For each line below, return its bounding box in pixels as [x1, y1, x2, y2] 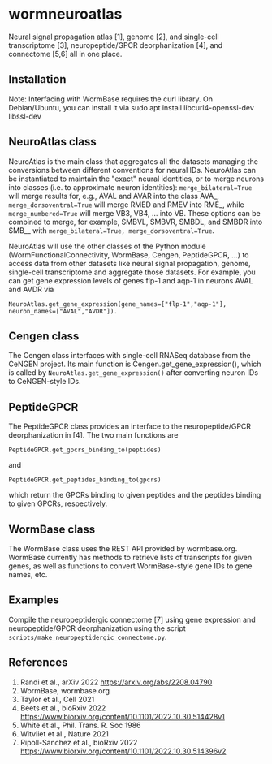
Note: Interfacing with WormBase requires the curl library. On [8, 94, 214, 104]
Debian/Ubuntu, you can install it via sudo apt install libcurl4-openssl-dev [8, 102, 254, 112]
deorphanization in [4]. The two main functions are [8, 430, 179, 440]
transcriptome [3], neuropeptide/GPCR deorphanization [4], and [8, 40, 223, 50]
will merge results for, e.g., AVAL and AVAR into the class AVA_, [8, 191, 219, 201]
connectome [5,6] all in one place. [8, 49, 123, 58]
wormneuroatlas [8, 5, 123, 24]
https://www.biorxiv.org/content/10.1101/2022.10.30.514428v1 [19, 711, 225, 721]
